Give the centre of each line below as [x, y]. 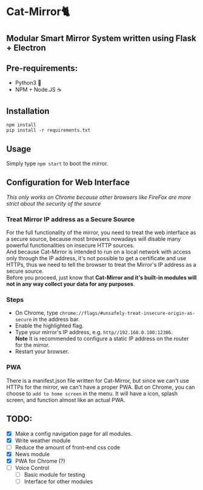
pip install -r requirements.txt [48, 130]
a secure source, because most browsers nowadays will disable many [94, 239]
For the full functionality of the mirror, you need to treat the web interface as [101, 233]
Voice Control [32, 468]
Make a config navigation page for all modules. [74, 434]
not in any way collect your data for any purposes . [71, 284]
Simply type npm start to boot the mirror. [57, 164]
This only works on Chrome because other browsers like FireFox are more [99, 197]
